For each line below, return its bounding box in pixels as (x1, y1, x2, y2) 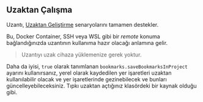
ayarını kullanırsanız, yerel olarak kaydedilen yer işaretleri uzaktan (6, 69, 172, 76)
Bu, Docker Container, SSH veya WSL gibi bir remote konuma (6, 33, 160, 40)
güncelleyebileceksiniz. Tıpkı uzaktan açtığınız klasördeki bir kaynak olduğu (6, 82, 197, 89)
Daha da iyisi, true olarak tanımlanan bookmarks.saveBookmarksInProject (6, 63, 188, 70)
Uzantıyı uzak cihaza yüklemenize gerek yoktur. (21, 51, 142, 58)
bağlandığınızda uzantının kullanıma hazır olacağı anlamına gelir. (6, 39, 168, 46)
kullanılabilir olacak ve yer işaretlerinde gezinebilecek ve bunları (6, 75, 167, 83)
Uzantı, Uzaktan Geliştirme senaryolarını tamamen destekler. (6, 21, 159, 28)
